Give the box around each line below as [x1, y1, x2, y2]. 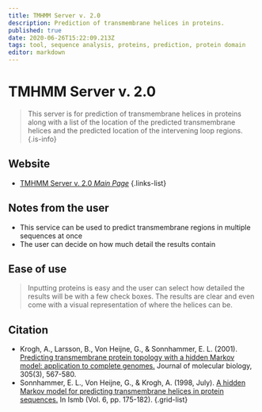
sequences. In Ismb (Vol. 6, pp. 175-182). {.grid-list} [19, 395, 188, 405]
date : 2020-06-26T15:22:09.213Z [8, 33, 115, 42]
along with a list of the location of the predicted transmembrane [27, 117, 236, 127]
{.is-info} [27, 134, 57, 144]
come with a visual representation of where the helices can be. [27, 300, 234, 310]
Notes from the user [8, 202, 109, 215]
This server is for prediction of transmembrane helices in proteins [27, 109, 241, 118]
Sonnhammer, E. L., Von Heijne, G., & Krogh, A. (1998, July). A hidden [19, 378, 246, 387]
